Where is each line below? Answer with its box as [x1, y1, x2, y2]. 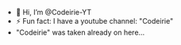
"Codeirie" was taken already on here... [15, 28, 145, 37]
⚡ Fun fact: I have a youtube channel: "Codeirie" [15, 17, 174, 25]
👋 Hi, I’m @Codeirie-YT [15, 8, 92, 17]
